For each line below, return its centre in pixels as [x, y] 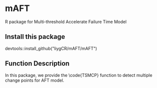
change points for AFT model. [35, 80]
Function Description [37, 64]
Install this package [35, 37]
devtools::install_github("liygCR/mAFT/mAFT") [51, 48]
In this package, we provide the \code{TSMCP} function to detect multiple [79, 75]
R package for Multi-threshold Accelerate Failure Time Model [66, 22]
